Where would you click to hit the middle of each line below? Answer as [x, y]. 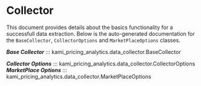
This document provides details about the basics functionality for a [90, 27]
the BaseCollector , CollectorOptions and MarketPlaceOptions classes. [93, 40]
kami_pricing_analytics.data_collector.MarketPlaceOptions [79, 76]
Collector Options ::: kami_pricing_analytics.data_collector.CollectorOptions [101, 64]
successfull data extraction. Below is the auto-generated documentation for [100, 33]
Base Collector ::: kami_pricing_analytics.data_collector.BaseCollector [94, 51]
